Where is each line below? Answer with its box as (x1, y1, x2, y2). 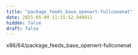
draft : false (6, 25, 39, 32)
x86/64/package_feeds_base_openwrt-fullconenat (6, 42, 132, 49)
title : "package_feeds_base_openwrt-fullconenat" (6, 8, 133, 15)
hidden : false (6, 20, 42, 26)
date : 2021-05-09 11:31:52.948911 (6, 14, 93, 20)
